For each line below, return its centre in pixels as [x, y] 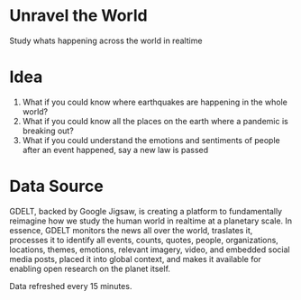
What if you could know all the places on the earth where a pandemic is [155, 121]
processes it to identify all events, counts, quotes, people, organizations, [144, 240]
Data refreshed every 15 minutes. [71, 286]
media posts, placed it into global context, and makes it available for [135, 259]
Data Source [56, 186]
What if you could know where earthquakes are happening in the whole [155, 102]
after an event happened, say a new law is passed [115, 150]
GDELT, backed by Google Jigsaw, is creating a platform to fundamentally [146, 211]
